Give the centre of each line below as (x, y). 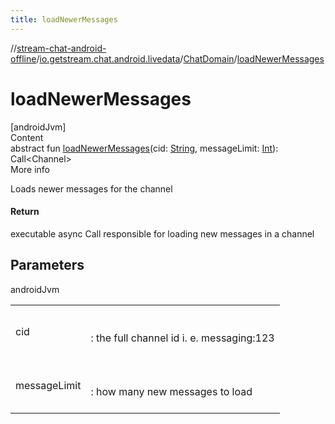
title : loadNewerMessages (64, 19)
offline (23, 58)
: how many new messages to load (171, 391)
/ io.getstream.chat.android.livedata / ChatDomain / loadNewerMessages (180, 58)
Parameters (47, 265)
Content (27, 137)
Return (25, 212)
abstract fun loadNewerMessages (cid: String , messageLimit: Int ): (144, 148)
